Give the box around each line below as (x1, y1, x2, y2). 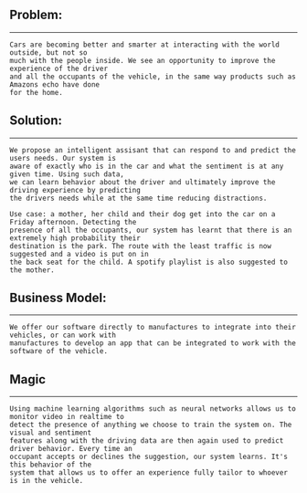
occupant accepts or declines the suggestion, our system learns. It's (9, 452, 288, 462)
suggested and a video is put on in (9, 249, 149, 258)
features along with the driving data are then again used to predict (9, 436, 284, 446)
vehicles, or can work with (9, 330, 117, 341)
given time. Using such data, (9, 169, 125, 179)
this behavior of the (9, 460, 92, 469)
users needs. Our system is (9, 153, 117, 163)
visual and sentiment (9, 428, 92, 437)
